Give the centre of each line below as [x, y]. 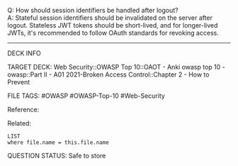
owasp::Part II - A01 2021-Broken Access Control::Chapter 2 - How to [108, 74]
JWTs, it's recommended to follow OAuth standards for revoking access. [113, 33]
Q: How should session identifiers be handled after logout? [93, 10]
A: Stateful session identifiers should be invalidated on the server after [110, 18]
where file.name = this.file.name [58, 143]
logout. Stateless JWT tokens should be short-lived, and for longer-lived [113, 25]
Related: [19, 123]
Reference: [23, 110]
